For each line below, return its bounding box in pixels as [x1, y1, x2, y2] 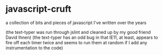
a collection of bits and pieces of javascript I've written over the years [5, 20, 147, 26]
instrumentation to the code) [5, 45, 63, 51]
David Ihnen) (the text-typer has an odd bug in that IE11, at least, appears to [5, 34, 159, 40]
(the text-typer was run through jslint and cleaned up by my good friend [5, 29, 151, 35]
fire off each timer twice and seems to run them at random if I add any [5, 39, 148, 45]
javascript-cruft [5, 3, 72, 15]
